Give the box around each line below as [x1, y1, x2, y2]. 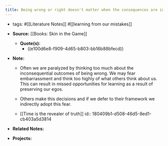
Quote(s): [19, 40, 41, 46]
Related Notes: [12, 126, 44, 132]
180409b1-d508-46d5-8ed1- [92, 111, 151, 117]
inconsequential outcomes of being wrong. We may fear [19, 70, 136, 76]
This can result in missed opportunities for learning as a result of [19, 81, 153, 87]
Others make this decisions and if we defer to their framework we [19, 96, 155, 102]
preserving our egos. [19, 86, 63, 92]
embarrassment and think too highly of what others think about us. [19, 75, 157, 81]
